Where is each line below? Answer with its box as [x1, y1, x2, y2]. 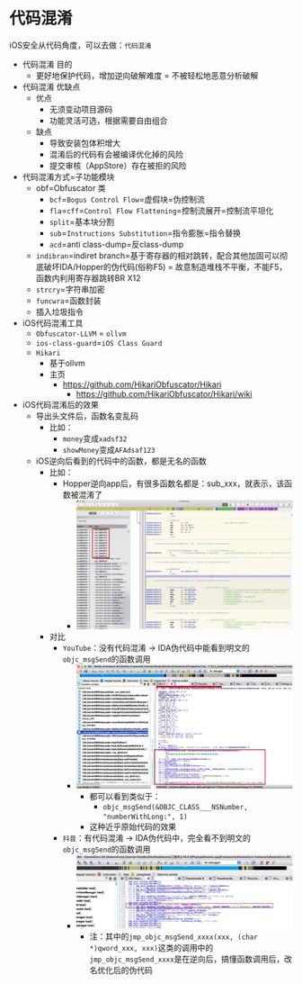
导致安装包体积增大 [49, 137, 121, 149]
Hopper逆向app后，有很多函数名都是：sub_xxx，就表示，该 [62, 478, 285, 489]
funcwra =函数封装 [35, 294, 102, 306]
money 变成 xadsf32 [62, 433, 128, 444]
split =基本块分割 [49, 216, 115, 227]
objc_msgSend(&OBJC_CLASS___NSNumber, [102, 802, 249, 811]
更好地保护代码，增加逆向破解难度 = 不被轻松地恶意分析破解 [35, 69, 259, 81]
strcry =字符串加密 [35, 284, 105, 294]
